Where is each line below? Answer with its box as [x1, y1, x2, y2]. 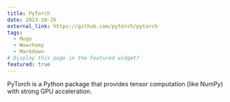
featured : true [7, 61, 51, 68]
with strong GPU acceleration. [7, 87, 92, 95]
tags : [7, 29, 23, 36]
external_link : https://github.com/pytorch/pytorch [7, 23, 158, 29]
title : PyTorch [7, 10, 51, 17]
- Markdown [13, 49, 45, 55]
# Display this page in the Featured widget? [7, 55, 139, 62]
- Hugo [13, 36, 32, 42]
